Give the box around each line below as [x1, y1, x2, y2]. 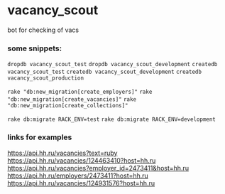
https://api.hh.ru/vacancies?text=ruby [7, 149, 118, 157]
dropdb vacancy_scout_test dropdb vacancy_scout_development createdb [7, 61, 218, 68]
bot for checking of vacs [7, 26, 79, 34]
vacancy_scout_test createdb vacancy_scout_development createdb [7, 68, 202, 76]
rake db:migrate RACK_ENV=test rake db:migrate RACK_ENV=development [7, 116, 216, 123]
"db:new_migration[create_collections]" [7, 102, 129, 109]
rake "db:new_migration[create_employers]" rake [7, 88, 153, 96]
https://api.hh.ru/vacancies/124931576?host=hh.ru [7, 178, 155, 187]
